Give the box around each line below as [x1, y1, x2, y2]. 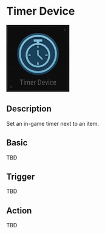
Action [6, 205, 32, 216]
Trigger [6, 171, 35, 181]
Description [6, 104, 52, 114]
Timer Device [6, 4, 75, 18]
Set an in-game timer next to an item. [6, 120, 99, 127]
